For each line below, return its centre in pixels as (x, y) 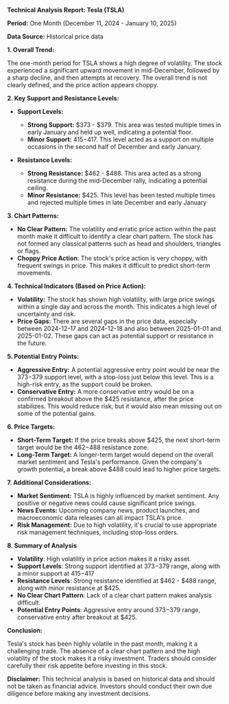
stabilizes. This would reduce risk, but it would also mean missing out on (119, 406)
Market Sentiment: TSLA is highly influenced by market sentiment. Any (118, 496)
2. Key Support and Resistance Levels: (63, 98)
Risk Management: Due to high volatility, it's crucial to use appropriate (117, 525)
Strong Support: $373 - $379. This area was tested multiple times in (124, 125)
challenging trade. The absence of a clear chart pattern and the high (104, 651)
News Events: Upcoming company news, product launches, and (108, 510)
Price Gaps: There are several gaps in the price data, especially (107, 321)
